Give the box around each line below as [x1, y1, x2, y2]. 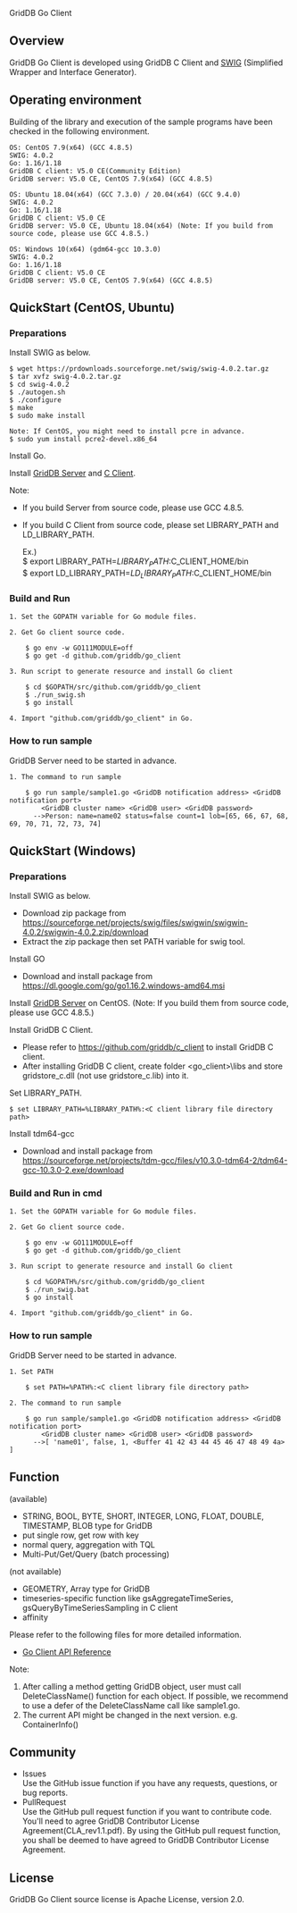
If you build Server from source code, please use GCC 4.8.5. [21, 502, 244, 513]
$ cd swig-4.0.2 [9, 380, 70, 390]
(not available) [9, 1565, 62, 1576]
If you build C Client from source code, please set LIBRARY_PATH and [21, 520, 279, 531]
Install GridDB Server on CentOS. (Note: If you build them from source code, [9, 998, 290, 1009]
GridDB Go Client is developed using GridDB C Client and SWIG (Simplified [9, 57, 284, 68]
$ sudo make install [9, 411, 87, 421]
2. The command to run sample [9, 1398, 122, 1407]
